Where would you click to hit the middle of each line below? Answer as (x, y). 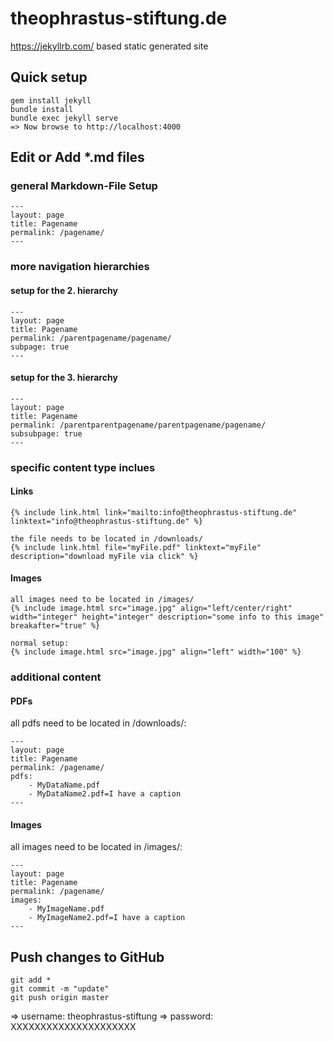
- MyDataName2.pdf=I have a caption (105, 794)
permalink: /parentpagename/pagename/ (91, 338)
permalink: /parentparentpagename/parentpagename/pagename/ (138, 425)
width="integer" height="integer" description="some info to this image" (167, 617)
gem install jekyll (51, 100)
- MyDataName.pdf (64, 785)
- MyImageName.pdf (66, 909)
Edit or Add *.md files (77, 157)
